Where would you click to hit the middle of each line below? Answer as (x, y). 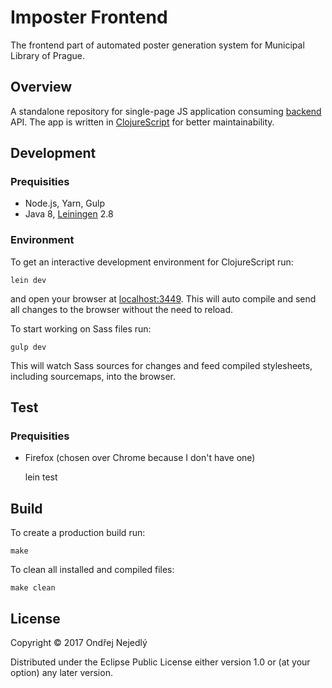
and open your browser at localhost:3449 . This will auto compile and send (163, 298)
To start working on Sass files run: (81, 328)
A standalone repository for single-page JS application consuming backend (166, 111)
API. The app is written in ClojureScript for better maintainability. (142, 122)
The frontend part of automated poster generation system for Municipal (157, 45)
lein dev (28, 280)
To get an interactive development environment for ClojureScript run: (152, 262)
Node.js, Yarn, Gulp (65, 203)
